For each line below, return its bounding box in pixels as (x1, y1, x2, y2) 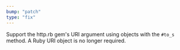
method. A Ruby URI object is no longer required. (6, 37, 126, 44)
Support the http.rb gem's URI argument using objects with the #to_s (6, 30, 175, 37)
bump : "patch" (6, 8, 42, 15)
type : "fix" (6, 14, 36, 20)
